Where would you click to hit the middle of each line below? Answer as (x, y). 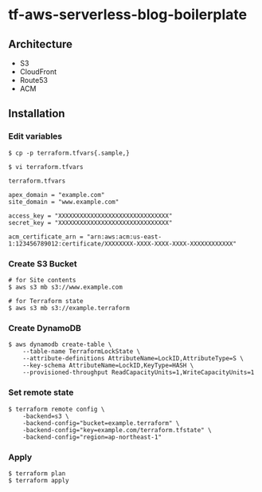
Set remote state (41, 392)
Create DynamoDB (45, 328)
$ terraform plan (37, 473)
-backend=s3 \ (46, 416)
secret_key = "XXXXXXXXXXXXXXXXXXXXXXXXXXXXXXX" (90, 222)
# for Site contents (43, 280)
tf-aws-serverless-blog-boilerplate (128, 15)
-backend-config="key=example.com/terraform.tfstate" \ (117, 430)
